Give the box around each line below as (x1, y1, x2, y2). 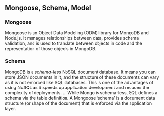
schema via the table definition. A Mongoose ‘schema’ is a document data (5, 95, 155, 101)
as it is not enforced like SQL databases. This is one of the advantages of (5, 79, 154, 85)
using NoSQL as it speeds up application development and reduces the (5, 85, 149, 90)
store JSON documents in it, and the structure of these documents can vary (5, 74, 159, 80)
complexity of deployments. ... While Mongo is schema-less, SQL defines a (5, 89, 158, 95)
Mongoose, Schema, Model (5, 4, 91, 12)
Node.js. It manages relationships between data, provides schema (5, 35, 139, 41)
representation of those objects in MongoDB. (5, 45, 97, 51)
